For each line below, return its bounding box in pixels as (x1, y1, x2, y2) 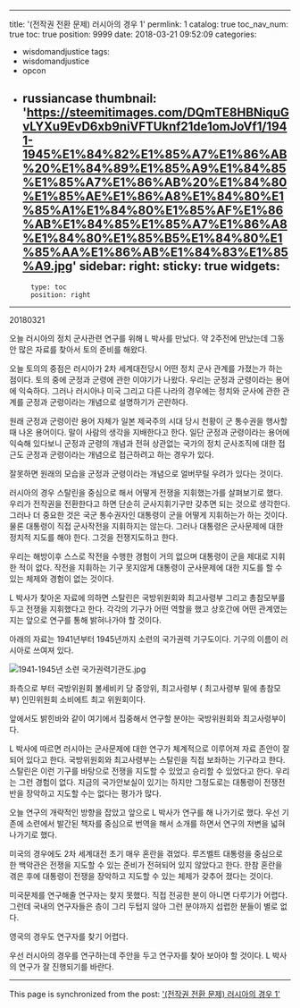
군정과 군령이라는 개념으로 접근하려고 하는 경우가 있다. (25, 449, 214, 460)
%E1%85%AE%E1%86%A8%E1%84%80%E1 (21, 189, 284, 204)
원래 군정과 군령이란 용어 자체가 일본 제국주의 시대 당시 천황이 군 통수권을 (9, 415, 264, 426)
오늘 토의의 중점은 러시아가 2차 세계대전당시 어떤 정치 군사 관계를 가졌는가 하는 (9, 363, 283, 374)
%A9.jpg (21, 258, 73, 274)
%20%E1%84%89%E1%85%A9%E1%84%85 (21, 161, 287, 176)
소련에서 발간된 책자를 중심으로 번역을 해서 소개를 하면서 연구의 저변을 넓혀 (25, 817, 286, 828)
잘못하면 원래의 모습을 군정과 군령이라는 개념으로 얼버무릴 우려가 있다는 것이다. (9, 468, 284, 479)
